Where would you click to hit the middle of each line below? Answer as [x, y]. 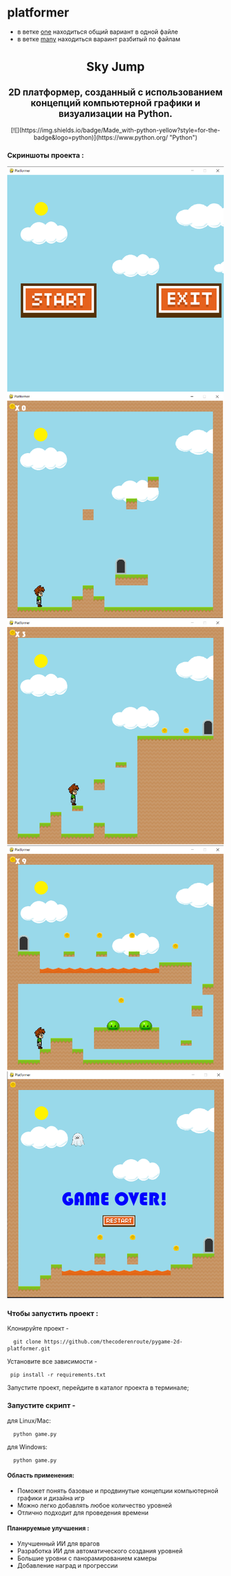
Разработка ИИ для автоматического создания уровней [100, 1551]
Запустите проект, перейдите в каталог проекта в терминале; [98, 1388]
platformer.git [29, 1349]
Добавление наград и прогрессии [67, 1566]
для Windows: [27, 1447]
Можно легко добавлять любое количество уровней [95, 1505]
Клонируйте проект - [38, 1328]
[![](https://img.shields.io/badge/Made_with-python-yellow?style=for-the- [115, 130]
